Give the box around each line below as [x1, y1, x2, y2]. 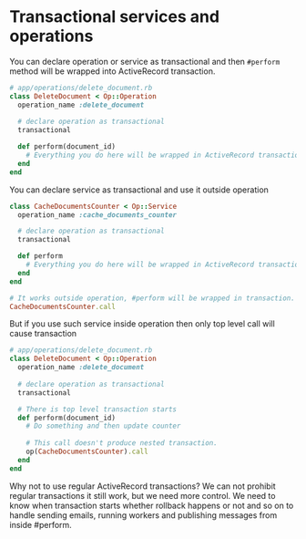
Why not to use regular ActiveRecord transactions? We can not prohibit [9, 481, 276, 492]
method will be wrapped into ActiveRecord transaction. [9, 66, 216, 77]
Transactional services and [9, 6, 220, 27]
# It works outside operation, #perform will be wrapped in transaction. [9, 294, 296, 303]
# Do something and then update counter [25, 421, 181, 430]
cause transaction [9, 328, 77, 339]
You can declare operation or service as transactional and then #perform [9, 56, 280, 67]
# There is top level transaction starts [17, 404, 178, 414]
